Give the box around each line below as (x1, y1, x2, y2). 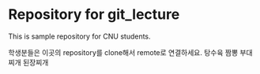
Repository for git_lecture (8, 6, 180, 24)
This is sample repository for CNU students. (8, 31, 152, 41)
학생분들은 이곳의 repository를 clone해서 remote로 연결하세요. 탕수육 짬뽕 (8, 47, 239, 57)
